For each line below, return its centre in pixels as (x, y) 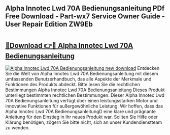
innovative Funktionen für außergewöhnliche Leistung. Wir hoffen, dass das (84, 106)
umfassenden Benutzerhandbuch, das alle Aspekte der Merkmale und (78, 79)
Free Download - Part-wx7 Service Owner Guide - (85, 17)
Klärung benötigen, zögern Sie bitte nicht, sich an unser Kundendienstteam (84, 122)
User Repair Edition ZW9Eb (49, 24)
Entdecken (148, 68)
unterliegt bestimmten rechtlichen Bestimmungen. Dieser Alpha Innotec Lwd (85, 95)
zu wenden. (18, 128)
